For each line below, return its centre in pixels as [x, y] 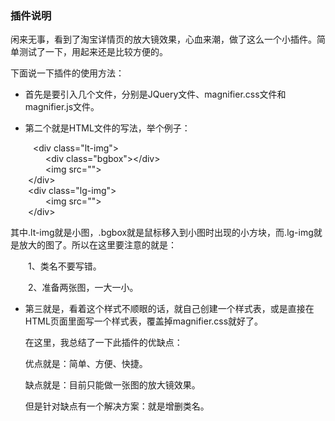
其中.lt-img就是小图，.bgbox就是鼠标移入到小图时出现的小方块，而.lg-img [162, 233]
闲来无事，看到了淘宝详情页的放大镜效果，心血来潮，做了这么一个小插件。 [163, 39]
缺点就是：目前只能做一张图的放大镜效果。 [112, 385]
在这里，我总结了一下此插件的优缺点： [103, 343]
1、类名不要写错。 [65, 266]
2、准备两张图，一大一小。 [83, 288]
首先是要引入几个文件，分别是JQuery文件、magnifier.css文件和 [155, 94]
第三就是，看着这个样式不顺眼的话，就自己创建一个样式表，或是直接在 [169, 309]
